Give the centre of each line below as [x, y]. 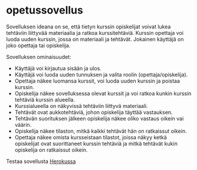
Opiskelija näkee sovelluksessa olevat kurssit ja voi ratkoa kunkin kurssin [103, 93]
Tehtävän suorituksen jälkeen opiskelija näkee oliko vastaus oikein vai [99, 118]
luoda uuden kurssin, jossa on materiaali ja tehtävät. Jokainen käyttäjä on [95, 39]
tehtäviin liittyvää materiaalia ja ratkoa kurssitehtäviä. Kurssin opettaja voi [95, 32]
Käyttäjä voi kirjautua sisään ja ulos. [58, 68]
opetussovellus [45, 10]
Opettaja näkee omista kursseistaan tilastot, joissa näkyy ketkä [91, 137]
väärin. [23, 125]
